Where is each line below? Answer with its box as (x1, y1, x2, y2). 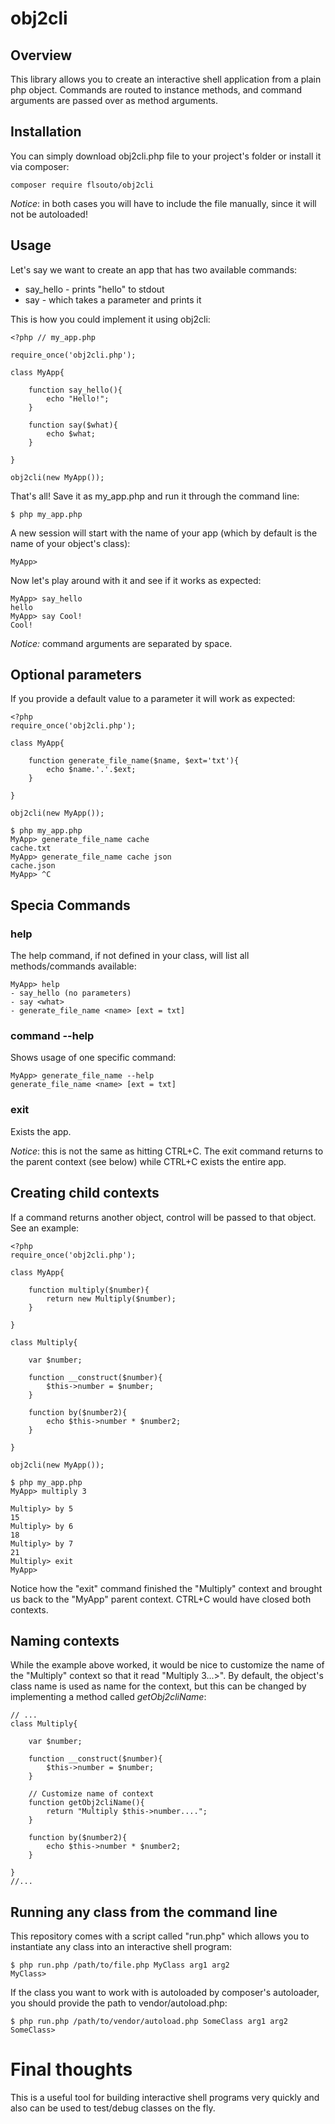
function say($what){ (28, 420, 118, 430)
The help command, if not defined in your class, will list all (10, 950, 250, 962)
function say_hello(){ (28, 385, 123, 395)
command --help (10, 1029, 95, 1043)
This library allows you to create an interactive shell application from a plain (10, 73, 322, 85)
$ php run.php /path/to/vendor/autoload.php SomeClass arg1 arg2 (10, 2017, 288, 2027)
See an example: (10, 1222, 80, 1234)
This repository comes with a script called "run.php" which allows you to (10, 1930, 310, 1942)
